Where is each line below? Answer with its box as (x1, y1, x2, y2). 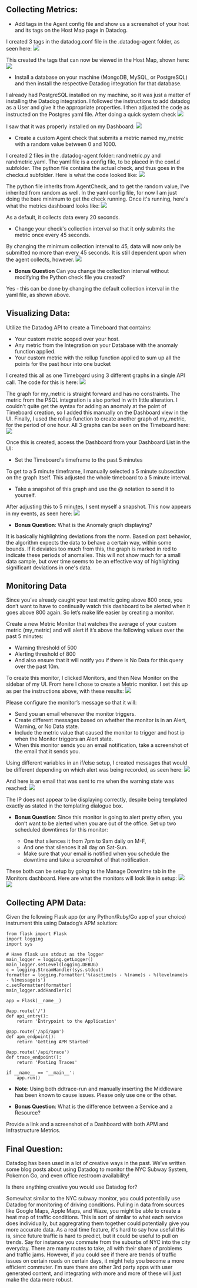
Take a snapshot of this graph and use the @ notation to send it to (14, 485, 175, 492)
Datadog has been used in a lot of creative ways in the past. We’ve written (6, 1160, 186, 1167)
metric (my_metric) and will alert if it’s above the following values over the (6, 626, 184, 634)
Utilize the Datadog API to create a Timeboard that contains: (6, 323, 152, 331)
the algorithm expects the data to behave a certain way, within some (6, 539, 172, 546)
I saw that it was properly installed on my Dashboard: (6, 123, 135, 130)
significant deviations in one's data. (6, 564, 92, 571)
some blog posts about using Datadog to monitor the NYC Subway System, (6, 1166, 188, 1173)
